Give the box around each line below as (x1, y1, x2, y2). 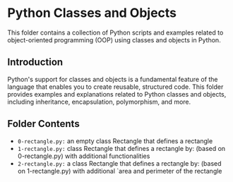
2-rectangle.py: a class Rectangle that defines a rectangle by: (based (17, 159, 222, 167)
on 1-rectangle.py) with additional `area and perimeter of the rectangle (17, 166, 222, 175)
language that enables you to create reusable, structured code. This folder (7, 83, 224, 91)
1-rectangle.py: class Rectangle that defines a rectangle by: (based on (17, 144, 226, 152)
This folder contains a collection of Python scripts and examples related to (7, 28, 224, 37)
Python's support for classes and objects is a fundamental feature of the (7, 75, 218, 83)
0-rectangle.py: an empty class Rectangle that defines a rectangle (17, 136, 213, 145)
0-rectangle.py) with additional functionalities (17, 152, 150, 160)
